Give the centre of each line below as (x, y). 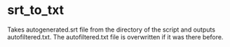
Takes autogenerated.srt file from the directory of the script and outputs (111, 29)
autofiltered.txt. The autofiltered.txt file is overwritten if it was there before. (115, 36)
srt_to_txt (36, 10)
